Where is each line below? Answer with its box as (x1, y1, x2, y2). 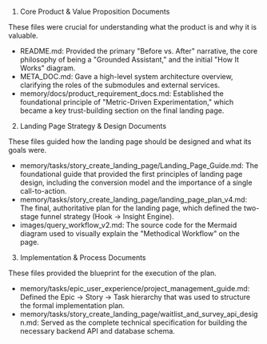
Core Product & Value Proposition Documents (19, 7, 170, 16)
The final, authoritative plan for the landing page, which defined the (19, 203, 242, 213)
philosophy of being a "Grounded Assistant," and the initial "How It (19, 55, 240, 64)
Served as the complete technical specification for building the (40, 318, 248, 327)
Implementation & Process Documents (19, 253, 146, 262)
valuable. (8, 31, 38, 40)
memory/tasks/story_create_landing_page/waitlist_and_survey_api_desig (19, 310, 258, 318)
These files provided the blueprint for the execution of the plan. (8, 268, 217, 278)
